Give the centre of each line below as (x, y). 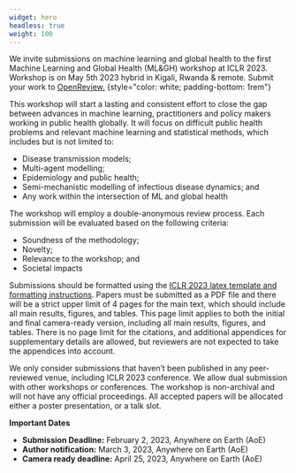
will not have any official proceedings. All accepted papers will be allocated (146, 397)
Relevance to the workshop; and (81, 259)
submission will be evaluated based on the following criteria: (119, 223)
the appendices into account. (62, 351)
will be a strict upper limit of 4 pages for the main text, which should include (147, 304)
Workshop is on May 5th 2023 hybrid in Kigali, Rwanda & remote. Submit (141, 78)
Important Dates (40, 423)
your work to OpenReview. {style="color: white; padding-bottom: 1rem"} (140, 87)
